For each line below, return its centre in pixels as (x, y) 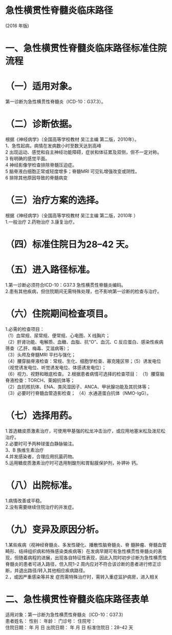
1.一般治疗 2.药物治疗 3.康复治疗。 (41, 222)
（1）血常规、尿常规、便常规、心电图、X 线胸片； (58, 335)
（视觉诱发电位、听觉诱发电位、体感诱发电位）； (56, 367)
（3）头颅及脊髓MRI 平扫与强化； (41, 355)
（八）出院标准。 (41, 486)
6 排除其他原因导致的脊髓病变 (37, 178)
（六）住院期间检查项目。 (59, 314)
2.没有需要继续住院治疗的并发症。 (41, 507)
